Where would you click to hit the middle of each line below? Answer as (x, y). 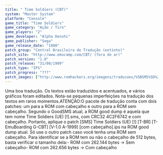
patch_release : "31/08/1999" (34, 63)
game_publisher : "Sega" (29, 41)
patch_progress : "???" (28, 73)
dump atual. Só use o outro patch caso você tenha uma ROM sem (71, 132)
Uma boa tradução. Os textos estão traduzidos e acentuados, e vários (75, 91)
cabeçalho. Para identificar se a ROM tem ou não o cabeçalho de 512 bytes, (81, 137)
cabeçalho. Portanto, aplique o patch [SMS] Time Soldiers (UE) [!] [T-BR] (78, 122)
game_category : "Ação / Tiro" (36, 28)
